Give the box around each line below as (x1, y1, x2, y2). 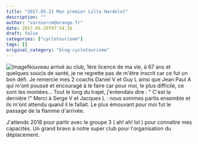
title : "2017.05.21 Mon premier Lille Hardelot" (6, 8, 128, 15)
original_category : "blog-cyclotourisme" (6, 47, 110, 53)
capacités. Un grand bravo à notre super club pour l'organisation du (6, 125, 171, 132)
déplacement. (6, 131, 40, 138)
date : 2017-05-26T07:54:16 (6, 25, 73, 31)
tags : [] (6, 42, 28, 48)
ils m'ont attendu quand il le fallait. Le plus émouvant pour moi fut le (6, 101, 171, 108)
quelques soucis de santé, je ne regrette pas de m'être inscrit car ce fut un (6, 69, 188, 77)
